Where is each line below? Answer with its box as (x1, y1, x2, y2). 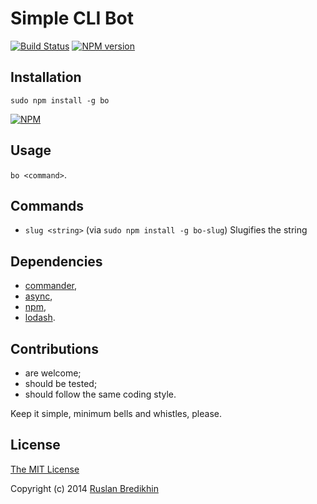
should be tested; (24, 378, 98, 389)
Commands (10, 197, 85, 214)
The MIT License (10, 463, 80, 475)
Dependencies (10, 253, 103, 270)
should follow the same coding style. (24, 388, 177, 400)
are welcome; (24, 367, 82, 379)
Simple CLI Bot (10, 7, 135, 30)
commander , (24, 280, 78, 292)
